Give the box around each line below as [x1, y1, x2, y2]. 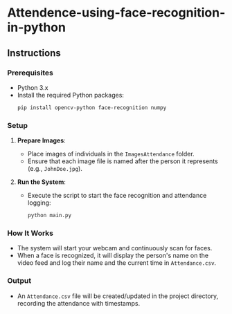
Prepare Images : [17, 136, 66, 145]
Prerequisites [7, 68, 53, 77]
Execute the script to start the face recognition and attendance [27, 192, 207, 200]
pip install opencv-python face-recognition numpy [17, 104, 167, 111]
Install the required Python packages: [17, 91, 125, 99]
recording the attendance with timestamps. [17, 299, 141, 307]
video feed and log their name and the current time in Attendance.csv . [17, 259, 217, 267]
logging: [27, 198, 51, 207]
